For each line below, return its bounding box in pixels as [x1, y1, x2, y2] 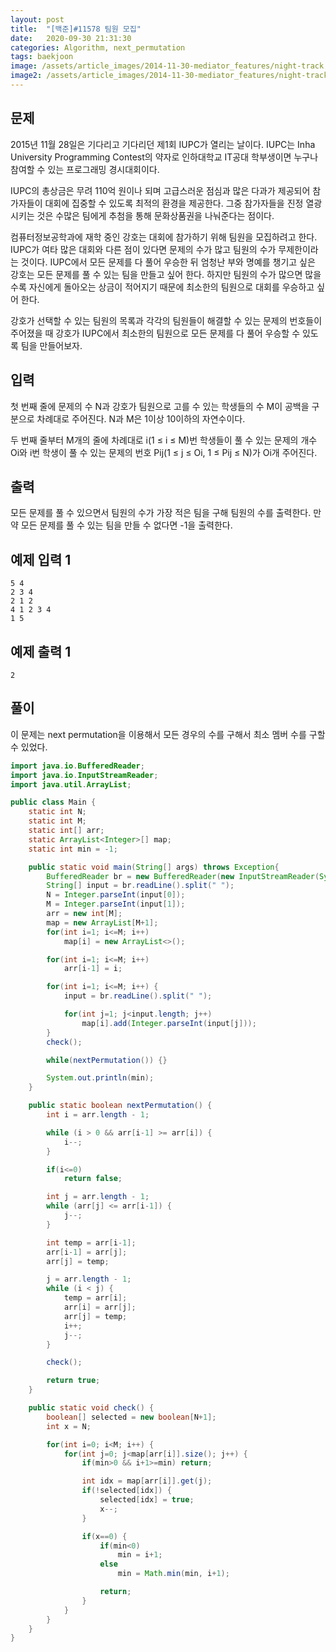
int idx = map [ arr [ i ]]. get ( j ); [81, 1476, 213, 1486]
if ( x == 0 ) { [81, 1531, 128, 1541]
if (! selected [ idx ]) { [81, 1486, 172, 1496]
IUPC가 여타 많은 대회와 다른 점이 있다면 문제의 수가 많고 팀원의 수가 [10, 243, 277, 255]
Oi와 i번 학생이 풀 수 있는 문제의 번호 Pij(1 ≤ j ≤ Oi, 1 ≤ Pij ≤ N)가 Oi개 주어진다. [10, 446, 318, 458]
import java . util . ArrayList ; [10, 779, 132, 790]
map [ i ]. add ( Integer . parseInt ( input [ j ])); [81, 1018, 257, 1028]
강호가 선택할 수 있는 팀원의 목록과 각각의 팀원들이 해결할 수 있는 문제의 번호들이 [10, 314, 323, 326]
